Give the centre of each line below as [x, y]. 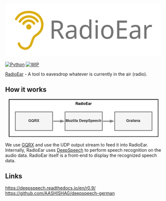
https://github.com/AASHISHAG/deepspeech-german [60, 193]
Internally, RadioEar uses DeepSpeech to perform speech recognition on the [83, 150]
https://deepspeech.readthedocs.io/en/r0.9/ [50, 188]
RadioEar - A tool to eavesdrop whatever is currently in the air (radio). [76, 74]
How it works [26, 90]
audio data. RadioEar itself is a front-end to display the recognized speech [81, 155]
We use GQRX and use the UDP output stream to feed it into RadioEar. [77, 144]
